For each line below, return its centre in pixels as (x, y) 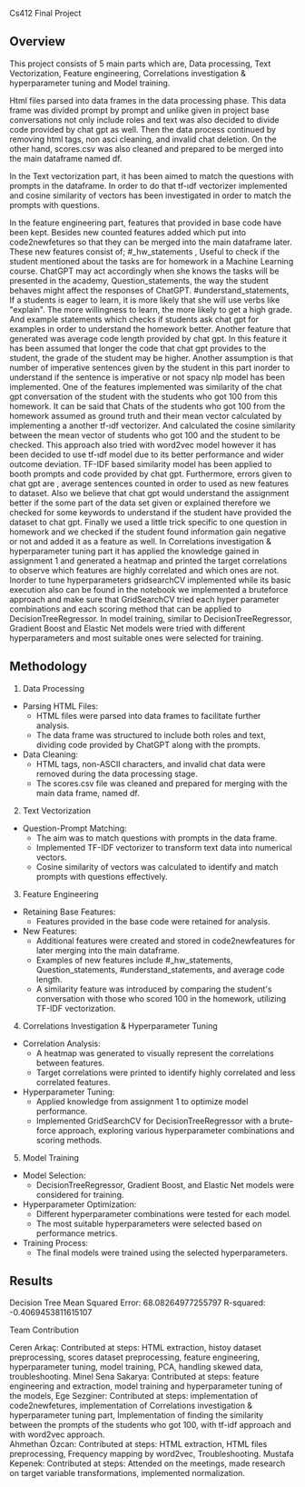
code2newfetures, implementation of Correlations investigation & (131, 1406)
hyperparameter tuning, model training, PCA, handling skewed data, (136, 1367)
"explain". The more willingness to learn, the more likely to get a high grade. (151, 309)
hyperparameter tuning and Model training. (90, 83)
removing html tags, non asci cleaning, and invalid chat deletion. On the (143, 139)
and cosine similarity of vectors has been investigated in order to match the (151, 195)
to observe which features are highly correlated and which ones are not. (144, 570)
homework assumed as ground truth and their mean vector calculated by (146, 415)
